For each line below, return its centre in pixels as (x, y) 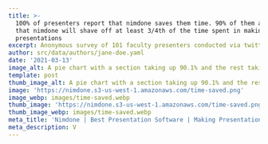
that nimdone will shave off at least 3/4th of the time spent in (128, 30)
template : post (33, 75)
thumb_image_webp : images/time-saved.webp (80, 113)
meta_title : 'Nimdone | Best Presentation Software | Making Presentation (135, 120)
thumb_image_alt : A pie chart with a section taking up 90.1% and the (128, 82)
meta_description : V (43, 127)
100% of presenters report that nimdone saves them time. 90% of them (135, 23)
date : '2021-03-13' (41, 61)
